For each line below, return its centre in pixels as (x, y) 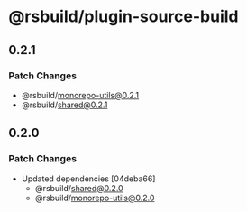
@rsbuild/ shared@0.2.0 (79, 188)
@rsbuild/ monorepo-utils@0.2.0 (95, 198)
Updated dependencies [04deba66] (88, 179)
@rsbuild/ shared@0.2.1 (64, 105)
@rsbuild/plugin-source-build (123, 17)
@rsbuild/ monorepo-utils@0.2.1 (80, 95)
